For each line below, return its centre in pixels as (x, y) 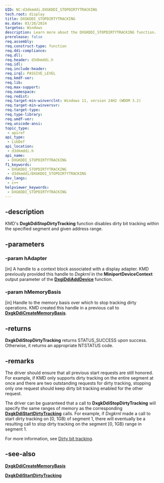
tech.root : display (25, 14)
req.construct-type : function (36, 46)
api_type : (15, 137)
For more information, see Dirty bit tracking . (49, 439)
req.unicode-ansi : (24, 124)
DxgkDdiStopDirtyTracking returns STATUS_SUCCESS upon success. (76, 340)
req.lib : (14, 82)
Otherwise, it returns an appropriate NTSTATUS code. (59, 346)
